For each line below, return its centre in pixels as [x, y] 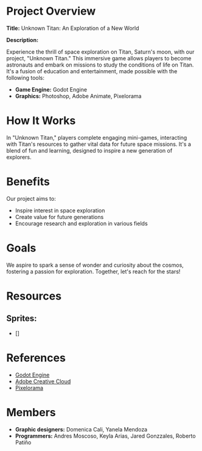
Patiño [23, 442]
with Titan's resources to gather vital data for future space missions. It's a [99, 144]
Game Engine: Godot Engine [51, 89]
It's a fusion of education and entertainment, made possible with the [92, 71]
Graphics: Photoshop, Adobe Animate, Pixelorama [78, 96]
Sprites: [22, 319]
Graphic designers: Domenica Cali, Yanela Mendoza [81, 429]
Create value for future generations [59, 217]
